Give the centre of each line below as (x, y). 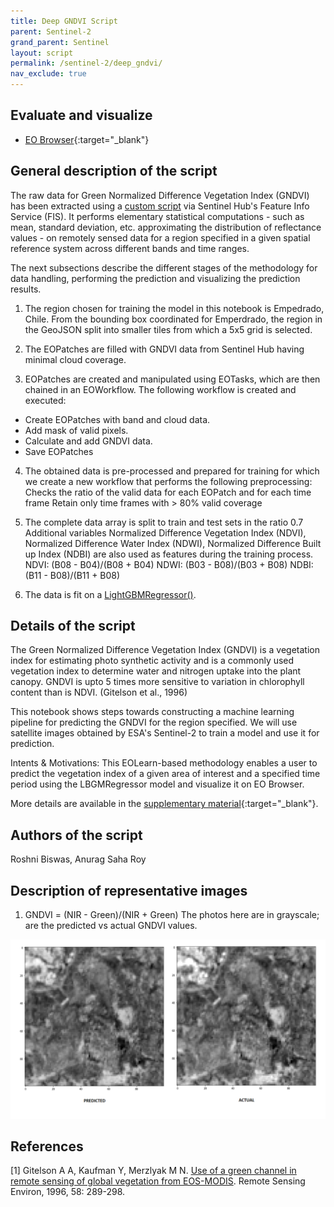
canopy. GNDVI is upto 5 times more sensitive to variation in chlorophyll (157, 682)
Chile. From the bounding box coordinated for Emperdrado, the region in (173, 319)
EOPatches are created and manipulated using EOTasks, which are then (172, 379)
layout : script (42, 53)
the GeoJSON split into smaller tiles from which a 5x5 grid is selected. (168, 329)
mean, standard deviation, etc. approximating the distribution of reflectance (166, 227)
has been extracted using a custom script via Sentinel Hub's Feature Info (160, 206)
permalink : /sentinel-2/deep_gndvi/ (86, 63)
